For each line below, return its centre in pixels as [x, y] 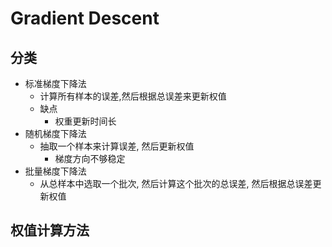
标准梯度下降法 [55, 83]
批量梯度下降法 [55, 171]
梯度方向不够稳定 [90, 158]
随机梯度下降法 [55, 133]
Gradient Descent [85, 18]
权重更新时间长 [85, 121]
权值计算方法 [50, 230]
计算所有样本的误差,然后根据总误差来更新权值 [133, 96]
